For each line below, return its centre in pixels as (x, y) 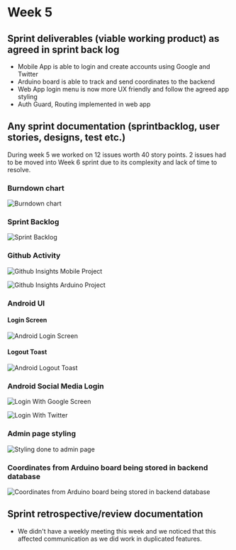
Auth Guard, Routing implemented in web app (84, 104)
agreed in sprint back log (63, 49)
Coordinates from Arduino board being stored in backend (108, 467)
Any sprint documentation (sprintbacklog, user (113, 127)
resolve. (19, 169)
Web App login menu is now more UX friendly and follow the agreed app (123, 89)
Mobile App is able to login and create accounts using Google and (114, 67)
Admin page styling (42, 434)
